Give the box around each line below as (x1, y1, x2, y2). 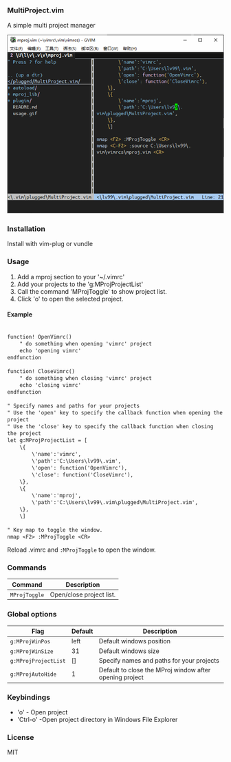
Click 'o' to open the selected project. (16, 294, 124, 303)
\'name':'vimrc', (32, 450, 81, 457)
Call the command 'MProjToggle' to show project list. (16, 287, 167, 295)
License (7, 732, 34, 742)
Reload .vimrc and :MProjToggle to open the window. (7, 545, 156, 554)
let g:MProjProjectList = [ (7, 437, 88, 443)
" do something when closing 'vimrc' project (19, 374, 153, 381)
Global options (7, 610, 57, 619)
